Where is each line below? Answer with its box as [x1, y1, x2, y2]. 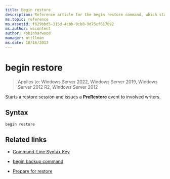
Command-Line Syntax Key [12, 149, 70, 155]
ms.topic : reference [5, 17, 49, 22]
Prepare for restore [12, 168, 53, 174]
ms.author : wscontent [5, 26, 51, 31]
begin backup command [12, 158, 64, 164]
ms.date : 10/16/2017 [5, 40, 49, 45]
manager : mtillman [5, 36, 44, 41]
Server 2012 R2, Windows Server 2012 [17, 84, 98, 90]
